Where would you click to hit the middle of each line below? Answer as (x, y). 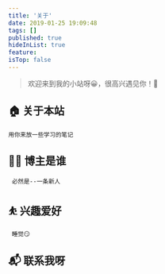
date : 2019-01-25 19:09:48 (53, 23)
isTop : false (30, 60)
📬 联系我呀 (37, 260)
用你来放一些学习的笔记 (41, 135)
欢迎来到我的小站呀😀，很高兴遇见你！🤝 (93, 83)
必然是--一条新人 (36, 181)
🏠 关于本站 (36, 111)
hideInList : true (37, 45)
